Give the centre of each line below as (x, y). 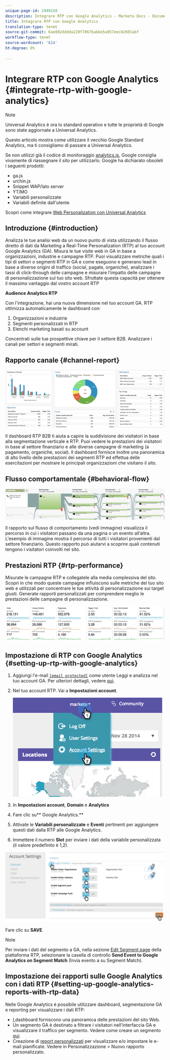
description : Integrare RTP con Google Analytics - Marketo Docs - (78, 16)
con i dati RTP (27, 984)
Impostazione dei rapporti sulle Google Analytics (84, 976)
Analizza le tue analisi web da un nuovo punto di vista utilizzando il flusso (82, 240)
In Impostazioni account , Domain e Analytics (61, 805)
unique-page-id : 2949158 (31, 11)
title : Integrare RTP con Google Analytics (52, 21)
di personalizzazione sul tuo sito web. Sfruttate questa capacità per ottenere (85, 278)
